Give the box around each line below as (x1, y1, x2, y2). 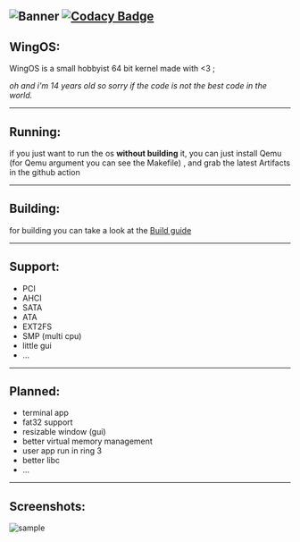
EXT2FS (21, 321, 53, 332)
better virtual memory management (21, 436, 154, 447)
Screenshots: (9, 498, 87, 514)
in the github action (9, 167, 80, 178)
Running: (9, 124, 62, 140)
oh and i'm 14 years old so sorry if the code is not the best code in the (9, 80, 268, 91)
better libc (21, 455, 61, 466)
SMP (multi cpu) (21, 330, 82, 341)
